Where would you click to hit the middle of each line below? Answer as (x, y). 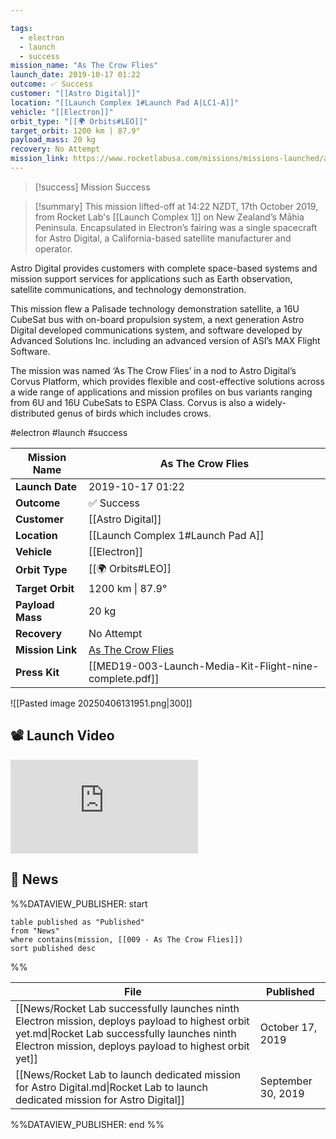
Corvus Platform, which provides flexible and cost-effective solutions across (167, 381)
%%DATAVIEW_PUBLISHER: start (79, 903)
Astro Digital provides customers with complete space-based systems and (164, 268)
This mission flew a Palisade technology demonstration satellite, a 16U (155, 308)
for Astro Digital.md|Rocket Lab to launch (111, 1087)
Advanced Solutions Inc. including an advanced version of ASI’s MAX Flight (165, 340)
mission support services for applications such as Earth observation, (151, 278)
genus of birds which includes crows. (134, 413)
